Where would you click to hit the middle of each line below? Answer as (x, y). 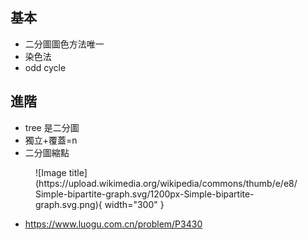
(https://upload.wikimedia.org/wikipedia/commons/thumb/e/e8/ (166, 183)
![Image (51, 172)
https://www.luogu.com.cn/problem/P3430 (113, 224)
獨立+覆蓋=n (51, 140)
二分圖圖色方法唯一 (64, 44)
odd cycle (45, 67)
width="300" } (134, 204)
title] (78, 172)
